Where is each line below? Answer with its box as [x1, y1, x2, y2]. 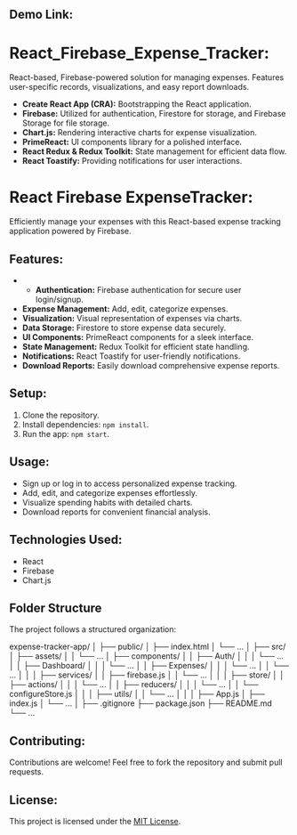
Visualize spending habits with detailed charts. [21, 497, 193, 507]
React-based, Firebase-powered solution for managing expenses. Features [9, 72, 285, 83]
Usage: [9, 454, 51, 470]
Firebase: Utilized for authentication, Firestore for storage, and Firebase [21, 109, 286, 119]
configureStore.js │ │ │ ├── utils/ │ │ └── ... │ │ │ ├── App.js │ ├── [9, 689, 265, 700]
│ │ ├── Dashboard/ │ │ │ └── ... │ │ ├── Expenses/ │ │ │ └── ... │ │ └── [9, 661, 290, 671]
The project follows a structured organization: [9, 624, 177, 635]
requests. [9, 766, 44, 777]
